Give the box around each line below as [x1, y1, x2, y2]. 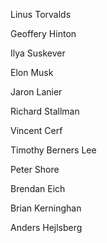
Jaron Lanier [10, 86, 63, 98]
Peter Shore [10, 164, 60, 175]
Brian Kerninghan [10, 202, 82, 214]
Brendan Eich [10, 183, 66, 194]
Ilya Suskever [10, 47, 66, 59]
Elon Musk [10, 67, 54, 78]
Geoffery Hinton [10, 28, 77, 39]
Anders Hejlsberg [10, 222, 83, 233]
